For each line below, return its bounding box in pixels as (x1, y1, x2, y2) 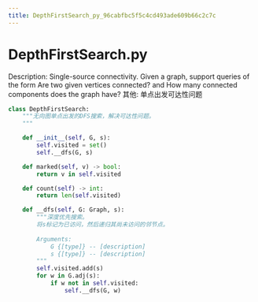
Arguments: (36, 235, 72, 243)
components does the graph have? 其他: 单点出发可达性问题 (8, 89, 203, 99)
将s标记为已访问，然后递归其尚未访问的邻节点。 (36, 221, 169, 229)
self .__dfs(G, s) (36, 148, 93, 156)
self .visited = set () (36, 141, 108, 150)
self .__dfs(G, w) (64, 286, 122, 294)
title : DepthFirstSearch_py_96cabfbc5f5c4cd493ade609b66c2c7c (8, 11, 216, 20)
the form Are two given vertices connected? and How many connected (8, 80, 238, 89)
